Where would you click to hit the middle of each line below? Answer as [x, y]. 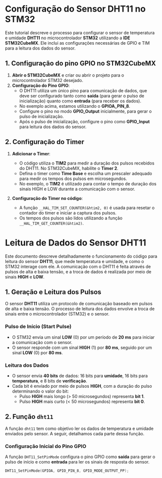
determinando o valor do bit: [40, 391]
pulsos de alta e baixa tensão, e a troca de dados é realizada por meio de [78, 272]
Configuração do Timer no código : [48, 198]
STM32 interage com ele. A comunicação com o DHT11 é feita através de [78, 266]
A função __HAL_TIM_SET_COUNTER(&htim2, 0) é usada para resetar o [87, 208]
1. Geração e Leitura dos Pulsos [53, 292]
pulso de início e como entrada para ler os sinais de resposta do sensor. [77, 462]
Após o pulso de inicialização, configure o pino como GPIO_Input [84, 121]
